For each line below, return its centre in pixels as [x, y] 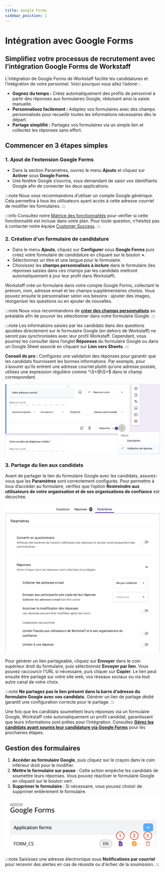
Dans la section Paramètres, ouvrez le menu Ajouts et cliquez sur [79, 170]
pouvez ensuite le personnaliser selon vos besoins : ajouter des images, [78, 296]
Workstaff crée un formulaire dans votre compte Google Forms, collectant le [82, 285]
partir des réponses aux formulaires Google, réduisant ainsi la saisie [81, 98]
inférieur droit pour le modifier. [43, 765]
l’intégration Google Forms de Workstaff [68, 67]
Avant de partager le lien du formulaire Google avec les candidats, [72, 476]
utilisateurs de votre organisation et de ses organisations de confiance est [82, 491]
